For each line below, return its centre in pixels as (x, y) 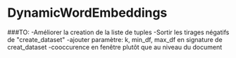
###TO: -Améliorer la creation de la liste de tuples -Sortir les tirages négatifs (118, 32)
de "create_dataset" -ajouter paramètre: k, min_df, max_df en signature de (115, 39)
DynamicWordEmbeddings (87, 13)
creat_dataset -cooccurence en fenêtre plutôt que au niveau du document (115, 47)
